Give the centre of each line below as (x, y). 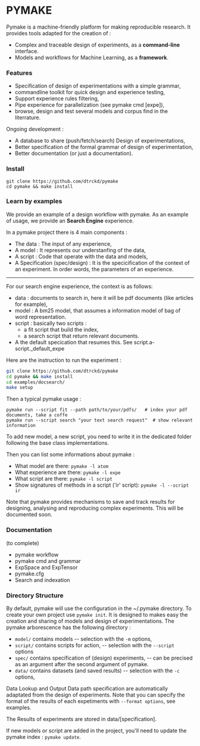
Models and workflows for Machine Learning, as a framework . (91, 57)
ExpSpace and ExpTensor (46, 567)
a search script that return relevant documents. (82, 336)
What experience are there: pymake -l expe (68, 472)
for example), (31, 304)
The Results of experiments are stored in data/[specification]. (81, 719)
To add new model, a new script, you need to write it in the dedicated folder (99, 437)
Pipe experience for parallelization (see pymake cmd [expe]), (90, 105)
